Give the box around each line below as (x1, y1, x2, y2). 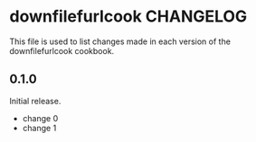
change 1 (22, 122, 57, 133)
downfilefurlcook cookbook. (9, 45, 115, 56)
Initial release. (9, 95, 62, 106)
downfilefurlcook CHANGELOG (9, 6, 248, 27)
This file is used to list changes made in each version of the (9, 36, 231, 47)
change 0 (22, 112, 59, 123)
